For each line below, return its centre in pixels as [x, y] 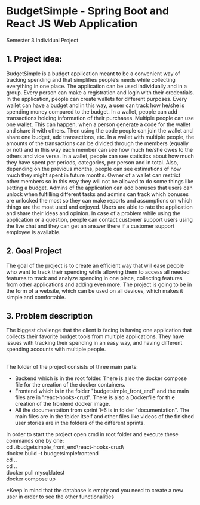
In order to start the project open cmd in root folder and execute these [92, 434]
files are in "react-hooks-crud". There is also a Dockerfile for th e [95, 397]
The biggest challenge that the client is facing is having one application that [99, 330]
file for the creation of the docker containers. [70, 384]
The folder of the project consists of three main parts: [72, 366]
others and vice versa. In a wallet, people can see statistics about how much [100, 156]
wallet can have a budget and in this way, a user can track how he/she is [96, 105]
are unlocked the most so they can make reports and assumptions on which [99, 200]
